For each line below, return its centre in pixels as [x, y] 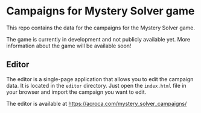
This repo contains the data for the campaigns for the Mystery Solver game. [101, 28]
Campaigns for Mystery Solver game [101, 11]
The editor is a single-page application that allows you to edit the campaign [100, 79]
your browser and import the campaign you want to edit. [76, 92]
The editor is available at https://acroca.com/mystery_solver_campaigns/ [97, 103]
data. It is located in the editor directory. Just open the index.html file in [96, 85]
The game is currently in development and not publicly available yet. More [98, 39]
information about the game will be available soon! [69, 46]
